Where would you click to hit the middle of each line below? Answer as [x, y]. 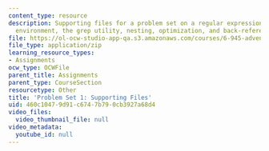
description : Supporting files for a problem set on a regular [116, 23]
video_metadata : [35, 127]
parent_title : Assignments [53, 75]
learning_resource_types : [51, 53]
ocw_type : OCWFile [39, 68]
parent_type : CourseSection [55, 82]
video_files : [30, 113]
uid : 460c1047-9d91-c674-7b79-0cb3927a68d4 [82, 105]
